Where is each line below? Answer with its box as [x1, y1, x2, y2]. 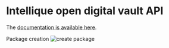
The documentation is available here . [6, 24, 97, 31]
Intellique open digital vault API [6, 4, 164, 18]
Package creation [6, 35, 49, 42]
